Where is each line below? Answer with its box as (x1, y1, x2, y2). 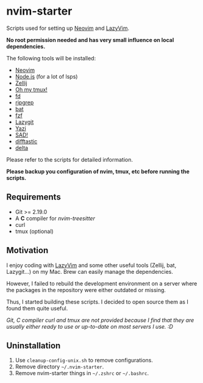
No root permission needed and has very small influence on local (6, 36, 174, 43)
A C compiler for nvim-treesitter (15, 215, 96, 222)
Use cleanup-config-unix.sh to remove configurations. (15, 357, 154, 364)
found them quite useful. (6, 304, 68, 312)
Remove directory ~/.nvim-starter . (15, 363, 104, 370)
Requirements (6, 192, 61, 202)
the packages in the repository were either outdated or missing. (6, 286, 166, 293)
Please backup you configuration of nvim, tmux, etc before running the (6, 168, 190, 175)
